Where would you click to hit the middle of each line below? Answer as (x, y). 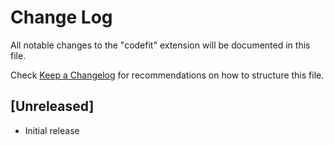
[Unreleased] (52, 106)
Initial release (52, 130)
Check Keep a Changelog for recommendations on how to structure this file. (167, 75)
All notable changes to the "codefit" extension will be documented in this (160, 45)
